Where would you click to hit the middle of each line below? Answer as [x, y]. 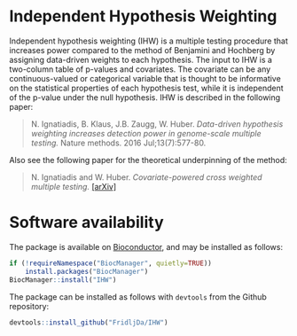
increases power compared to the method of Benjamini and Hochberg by [142, 50]
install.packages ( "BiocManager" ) [87, 271]
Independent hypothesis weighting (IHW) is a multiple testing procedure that [148, 41]
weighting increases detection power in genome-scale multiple [146, 133]
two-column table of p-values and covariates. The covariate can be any [140, 69]
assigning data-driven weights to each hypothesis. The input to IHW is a [141, 59]
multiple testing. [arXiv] [74, 186]
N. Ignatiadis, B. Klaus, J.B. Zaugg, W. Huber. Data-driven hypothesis [157, 124]
